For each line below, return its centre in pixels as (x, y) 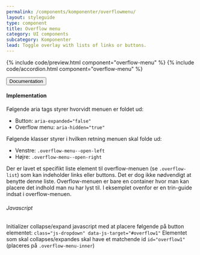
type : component (27, 23)
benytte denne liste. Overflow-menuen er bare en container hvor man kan (98, 182)
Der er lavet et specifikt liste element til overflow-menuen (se (82, 168)
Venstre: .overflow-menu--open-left (60, 150)
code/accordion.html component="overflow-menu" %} (75, 69)
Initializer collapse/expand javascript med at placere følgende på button (95, 227)
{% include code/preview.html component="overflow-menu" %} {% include (100, 62)
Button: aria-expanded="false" (53, 121)
